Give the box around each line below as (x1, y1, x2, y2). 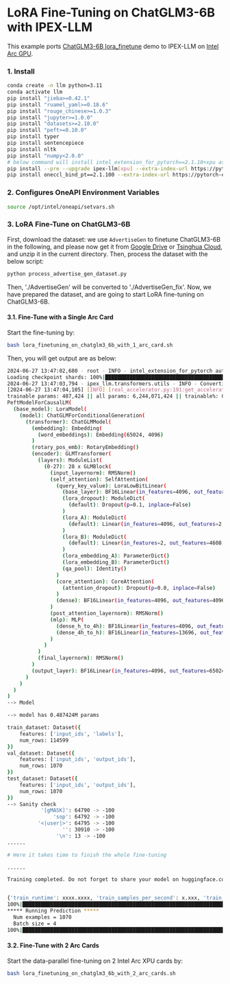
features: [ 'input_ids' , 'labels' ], (19, 730, 125, 737)
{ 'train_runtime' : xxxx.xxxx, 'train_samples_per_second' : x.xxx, (7, 895, 201, 902)
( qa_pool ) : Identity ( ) (62, 565, 127, 572)
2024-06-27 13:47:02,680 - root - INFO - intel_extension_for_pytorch (7, 367, 213, 374)
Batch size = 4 (13, 920, 57, 927)
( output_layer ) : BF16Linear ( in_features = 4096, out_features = (31, 667, 210, 674)
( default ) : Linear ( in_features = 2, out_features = (68, 540, 210, 547)
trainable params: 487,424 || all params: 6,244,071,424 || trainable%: (7, 393, 219, 400)
